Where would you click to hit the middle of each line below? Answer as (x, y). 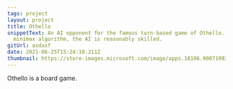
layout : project (31, 20)
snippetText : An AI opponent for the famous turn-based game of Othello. (116, 33)
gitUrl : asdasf (29, 46)
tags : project (28, 13)
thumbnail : (23, 59)
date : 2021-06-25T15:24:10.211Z (54, 52)
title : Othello (29, 26)
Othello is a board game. (42, 78)
